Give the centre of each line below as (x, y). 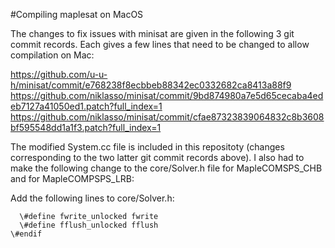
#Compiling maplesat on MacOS (77, 14)
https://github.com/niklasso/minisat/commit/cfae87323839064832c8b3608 (167, 117)
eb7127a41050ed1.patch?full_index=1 (86, 106)
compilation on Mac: (52, 55)
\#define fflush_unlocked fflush (89, 225)
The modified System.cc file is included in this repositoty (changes (147, 147)
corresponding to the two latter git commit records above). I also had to (157, 157)
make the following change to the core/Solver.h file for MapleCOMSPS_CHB (166, 168)
